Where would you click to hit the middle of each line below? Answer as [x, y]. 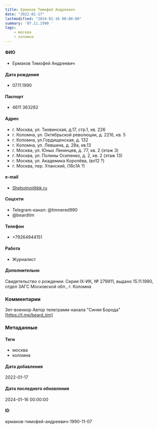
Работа [13, 248]
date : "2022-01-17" [25, 14]
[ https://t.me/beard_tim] [29, 315]
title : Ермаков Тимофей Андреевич [40, 10]
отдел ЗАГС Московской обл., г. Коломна [48, 286]
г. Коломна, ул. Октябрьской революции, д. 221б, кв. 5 [69, 134]
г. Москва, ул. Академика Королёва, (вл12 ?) [58, 161]
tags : [10, 28]
